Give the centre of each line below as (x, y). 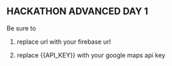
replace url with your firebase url (64, 42)
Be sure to (21, 28)
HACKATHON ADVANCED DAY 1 (77, 11)
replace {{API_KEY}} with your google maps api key (91, 55)
